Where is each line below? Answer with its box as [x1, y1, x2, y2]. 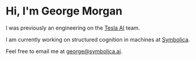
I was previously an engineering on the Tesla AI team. [5, 24, 140, 31]
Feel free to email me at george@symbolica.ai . [5, 47, 123, 55]
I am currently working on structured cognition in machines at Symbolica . [5, 36, 191, 43]
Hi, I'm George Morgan [5, 4, 123, 18]
